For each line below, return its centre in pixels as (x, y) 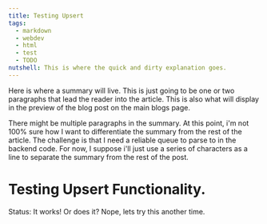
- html (26, 46)
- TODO (26, 61)
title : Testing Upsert (46, 16)
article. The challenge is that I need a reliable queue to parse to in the (122, 140)
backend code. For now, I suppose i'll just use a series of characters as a (128, 148)
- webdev (30, 38)
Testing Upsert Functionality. (107, 189)
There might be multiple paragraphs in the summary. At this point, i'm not (129, 123)
